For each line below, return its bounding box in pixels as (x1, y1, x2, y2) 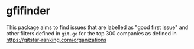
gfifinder (6, 4, 50, 18)
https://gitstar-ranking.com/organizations (6, 36, 107, 43)
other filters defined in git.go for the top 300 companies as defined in (6, 30, 177, 37)
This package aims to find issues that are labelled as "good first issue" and (6, 24, 189, 31)
